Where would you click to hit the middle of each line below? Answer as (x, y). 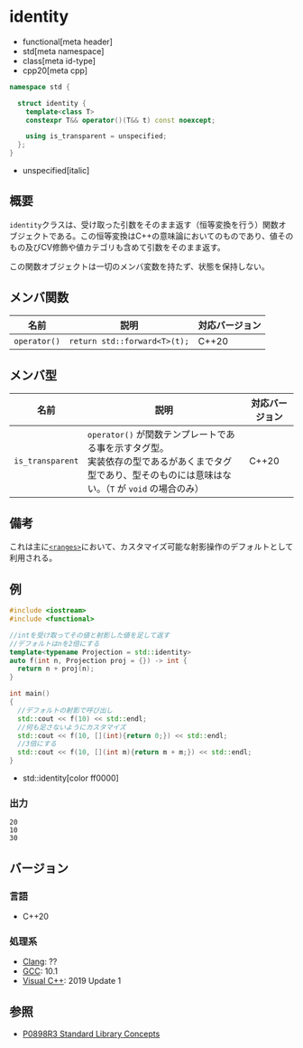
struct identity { (52, 103)
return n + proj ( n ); (56, 669)
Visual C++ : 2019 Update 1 (72, 981)
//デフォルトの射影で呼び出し (65, 710)
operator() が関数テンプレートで (157, 434)
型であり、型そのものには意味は (155, 474)
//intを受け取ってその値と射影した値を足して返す (90, 635)
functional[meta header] (67, 42)
